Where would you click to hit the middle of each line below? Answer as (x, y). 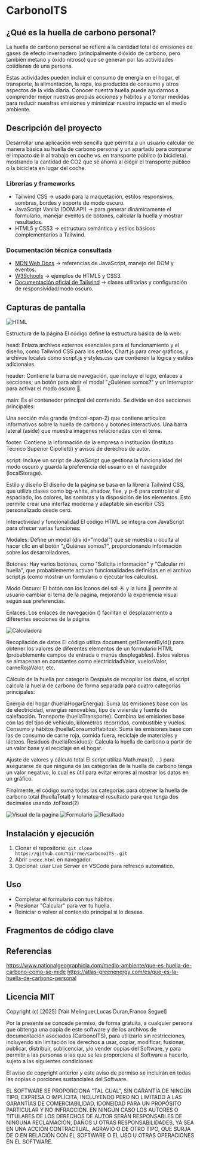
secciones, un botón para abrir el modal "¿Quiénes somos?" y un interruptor (100, 382)
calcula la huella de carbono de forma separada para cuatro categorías (93, 685)
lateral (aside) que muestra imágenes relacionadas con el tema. (84, 431)
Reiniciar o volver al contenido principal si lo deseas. (79, 912)
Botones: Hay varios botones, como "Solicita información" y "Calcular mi (96, 564)
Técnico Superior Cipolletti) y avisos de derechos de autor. (79, 449)
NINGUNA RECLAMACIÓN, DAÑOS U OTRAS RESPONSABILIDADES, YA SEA (100, 1122)
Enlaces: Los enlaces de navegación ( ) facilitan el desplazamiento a (89, 613)
